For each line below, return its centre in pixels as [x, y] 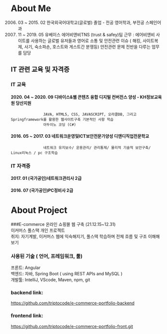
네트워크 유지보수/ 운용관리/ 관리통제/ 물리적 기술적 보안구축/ [97, 148]
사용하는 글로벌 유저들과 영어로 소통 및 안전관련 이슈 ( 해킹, [86, 40]
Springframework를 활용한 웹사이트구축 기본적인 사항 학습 [62, 120]
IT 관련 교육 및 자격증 [40, 70]
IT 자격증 [21, 166]
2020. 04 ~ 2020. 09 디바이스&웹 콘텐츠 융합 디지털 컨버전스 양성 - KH [79, 97]
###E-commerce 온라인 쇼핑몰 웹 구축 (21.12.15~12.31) [63, 224]
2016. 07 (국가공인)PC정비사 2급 [42, 190]
